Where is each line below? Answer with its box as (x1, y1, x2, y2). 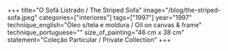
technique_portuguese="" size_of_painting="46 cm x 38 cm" (7, 28, 185, 36)
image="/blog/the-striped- (143, 6, 221, 14)
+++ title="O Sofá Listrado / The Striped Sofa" (7, 6, 143, 14)
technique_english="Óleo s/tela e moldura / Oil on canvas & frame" (7, 21, 203, 29)
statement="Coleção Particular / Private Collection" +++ (7, 36, 172, 44)
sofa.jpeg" (7, 13, 37, 22)
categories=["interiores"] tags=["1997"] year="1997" (38, 13, 192, 22)
